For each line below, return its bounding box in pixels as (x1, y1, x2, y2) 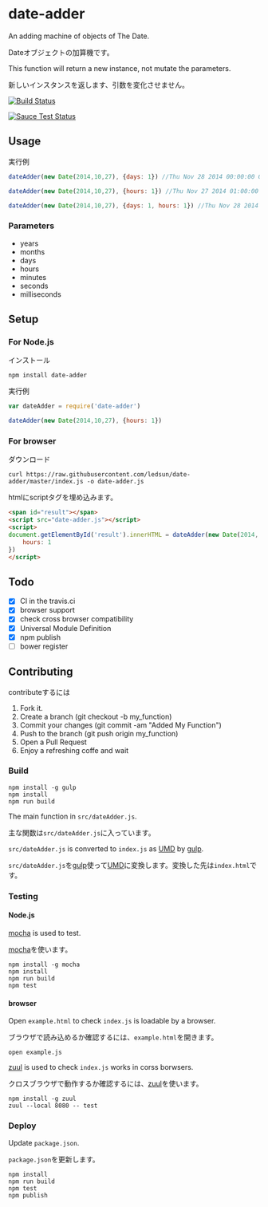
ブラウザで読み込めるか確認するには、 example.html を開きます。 (8, 1032, 219, 1042)
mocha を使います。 (8, 945, 73, 954)
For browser (8, 436, 57, 447)
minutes (19, 272, 46, 282)
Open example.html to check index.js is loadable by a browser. (8, 1016, 216, 1026)
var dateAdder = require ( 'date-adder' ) (8, 402, 141, 411)
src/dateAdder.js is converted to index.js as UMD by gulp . (8, 843, 204, 854)
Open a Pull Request (19, 737, 88, 747)
